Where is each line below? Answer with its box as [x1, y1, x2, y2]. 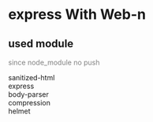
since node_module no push [8, 57, 100, 67]
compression [8, 98, 51, 107]
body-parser [8, 90, 50, 99]
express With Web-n [8, 6, 146, 24]
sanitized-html [8, 73, 55, 82]
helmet [8, 106, 31, 116]
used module [8, 37, 74, 50]
